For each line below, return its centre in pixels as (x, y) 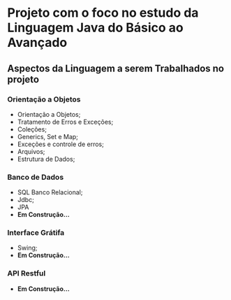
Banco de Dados (36, 177)
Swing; (27, 248)
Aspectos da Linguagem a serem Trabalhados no (116, 68)
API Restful (27, 273)
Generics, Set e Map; (48, 136)
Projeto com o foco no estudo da (103, 13)
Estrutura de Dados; (46, 159)
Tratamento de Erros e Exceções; (65, 122)
